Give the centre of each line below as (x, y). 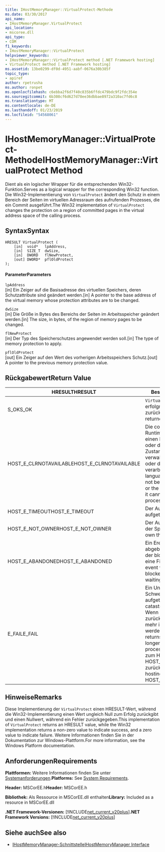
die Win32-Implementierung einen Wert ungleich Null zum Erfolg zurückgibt (82, 714)
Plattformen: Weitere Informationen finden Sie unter (58, 773)
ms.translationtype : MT (29, 101)
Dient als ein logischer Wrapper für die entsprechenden (61, 184)
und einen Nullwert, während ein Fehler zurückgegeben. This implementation (82, 720)
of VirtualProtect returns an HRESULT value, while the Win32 (68, 725)
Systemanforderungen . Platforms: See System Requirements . (67, 778)
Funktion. (14, 189)
